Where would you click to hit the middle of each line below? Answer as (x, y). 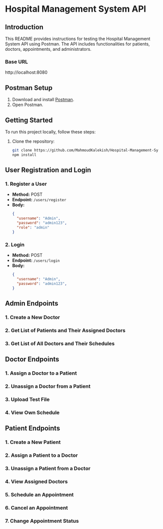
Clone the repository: (33, 141)
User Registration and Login (48, 170)
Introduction (24, 27)
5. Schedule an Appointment (39, 494)
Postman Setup (29, 88)
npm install (24, 155)
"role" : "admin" (33, 227)
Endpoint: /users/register (39, 200)
